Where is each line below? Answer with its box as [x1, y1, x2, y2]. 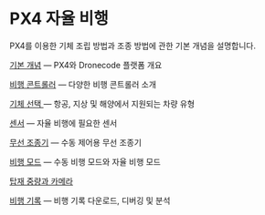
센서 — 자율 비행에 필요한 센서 [9, 118, 118, 128]
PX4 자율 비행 [9, 8, 109, 29]
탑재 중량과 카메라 [9, 175, 73, 187]
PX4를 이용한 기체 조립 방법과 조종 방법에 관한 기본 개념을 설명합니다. [9, 40, 257, 51]
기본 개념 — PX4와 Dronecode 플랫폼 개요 [9, 59, 163, 70]
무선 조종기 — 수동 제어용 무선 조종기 [9, 137, 142, 148]
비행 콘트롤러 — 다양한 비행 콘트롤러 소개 [9, 78, 157, 89]
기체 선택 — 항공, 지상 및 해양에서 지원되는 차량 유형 [9, 97, 195, 109]
